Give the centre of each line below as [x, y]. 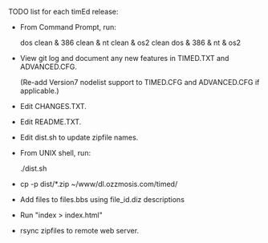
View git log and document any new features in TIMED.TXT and [124, 58]
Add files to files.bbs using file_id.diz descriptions [102, 199]
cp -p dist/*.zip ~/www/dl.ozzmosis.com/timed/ [99, 184]
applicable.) [39, 91]
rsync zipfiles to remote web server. [79, 231]
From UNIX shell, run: [55, 153]
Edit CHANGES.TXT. [53, 106]
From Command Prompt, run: [68, 27]
